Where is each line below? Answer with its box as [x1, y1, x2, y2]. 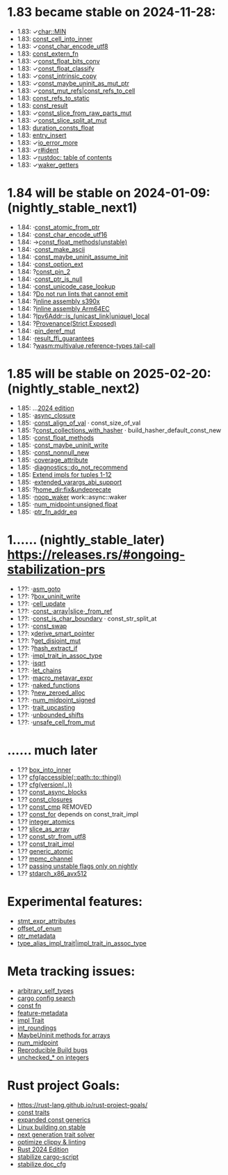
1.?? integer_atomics [17, 817, 75, 826]
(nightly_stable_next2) [7, 381, 140, 397]
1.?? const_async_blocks [17, 787, 88, 796]
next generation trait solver [17, 1130, 95, 1139]
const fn [17, 1001, 42, 1010]
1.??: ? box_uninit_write [17, 592, 81, 600]
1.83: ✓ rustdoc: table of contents [17, 153, 113, 161]
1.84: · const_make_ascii [17, 245, 85, 253]
